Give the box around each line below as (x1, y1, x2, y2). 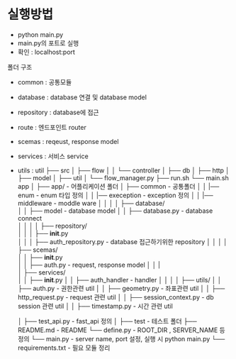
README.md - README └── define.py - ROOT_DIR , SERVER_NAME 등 (17, 326, 225, 334)
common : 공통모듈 (17, 77, 72, 86)
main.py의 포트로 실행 (17, 38, 79, 47)
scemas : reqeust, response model (17, 137, 119, 145)
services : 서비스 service (17, 152, 89, 160)
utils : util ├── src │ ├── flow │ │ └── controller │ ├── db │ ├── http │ (17, 166, 230, 175)
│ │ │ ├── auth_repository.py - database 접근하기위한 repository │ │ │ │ (17, 237, 228, 245)
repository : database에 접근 (17, 108, 99, 116)
